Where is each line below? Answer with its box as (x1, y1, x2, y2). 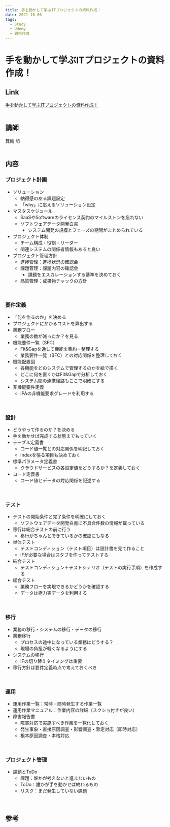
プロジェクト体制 (12, 233, 49, 239)
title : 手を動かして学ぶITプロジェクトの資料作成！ (5, 7, 101, 13)
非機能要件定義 (12, 384, 44, 390)
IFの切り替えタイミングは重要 (20, 658, 82, 664)
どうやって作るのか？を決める (12, 426, 75, 433)
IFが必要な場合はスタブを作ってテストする (20, 552, 109, 558)
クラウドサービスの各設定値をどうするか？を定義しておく (20, 465, 141, 471)
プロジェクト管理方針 (12, 252, 57, 258)
